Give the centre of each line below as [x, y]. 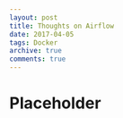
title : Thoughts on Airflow [62, 26]
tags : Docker [34, 42]
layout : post [34, 17]
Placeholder [55, 103]
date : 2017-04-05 [42, 34]
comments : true [38, 59]
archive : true [36, 51]
